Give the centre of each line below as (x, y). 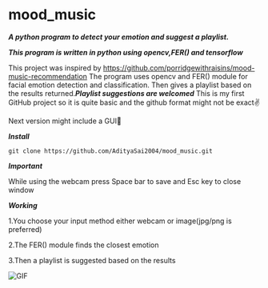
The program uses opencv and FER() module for (168, 76)
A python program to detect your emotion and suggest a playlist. (119, 37)
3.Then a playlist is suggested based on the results (92, 260)
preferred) (25, 229)
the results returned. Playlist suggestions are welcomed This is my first (126, 93)
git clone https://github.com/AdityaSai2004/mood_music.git (111, 151)
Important (25, 166)
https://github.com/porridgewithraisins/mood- (179, 68)
